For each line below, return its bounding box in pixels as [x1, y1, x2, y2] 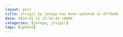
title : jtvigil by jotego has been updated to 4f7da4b [5, 12, 119, 16]
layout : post [5, 7, 32, 12]
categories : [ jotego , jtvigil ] [5, 20, 69, 25]
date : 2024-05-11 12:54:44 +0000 [5, 16, 73, 21]
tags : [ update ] [5, 25, 36, 30]
